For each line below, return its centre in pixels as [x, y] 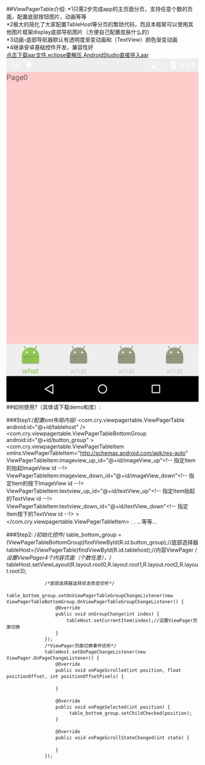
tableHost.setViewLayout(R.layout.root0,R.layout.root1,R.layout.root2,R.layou [102, 565]
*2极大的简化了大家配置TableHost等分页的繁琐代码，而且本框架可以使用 [97, 24]
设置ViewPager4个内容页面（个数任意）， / [59, 558]
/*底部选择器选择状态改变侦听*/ [80, 584]
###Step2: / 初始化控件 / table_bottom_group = [64, 535]
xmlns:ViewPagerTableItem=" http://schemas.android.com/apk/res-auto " [97, 453]
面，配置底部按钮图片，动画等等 [46, 17]
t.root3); [16, 571]
